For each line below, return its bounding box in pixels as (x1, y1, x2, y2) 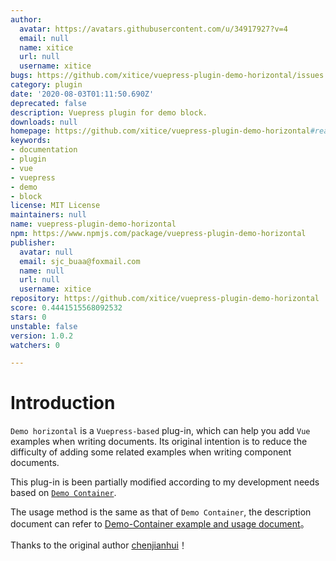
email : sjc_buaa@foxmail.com (19, 256, 141, 266)
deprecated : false (10, 98, 87, 108)
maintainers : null (10, 210, 87, 220)
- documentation (10, 145, 78, 155)
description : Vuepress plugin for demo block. (10, 107, 208, 118)
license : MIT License (10, 201, 101, 211)
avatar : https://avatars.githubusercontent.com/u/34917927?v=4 (19, 24, 288, 34)
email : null (19, 33, 70, 43)
